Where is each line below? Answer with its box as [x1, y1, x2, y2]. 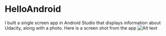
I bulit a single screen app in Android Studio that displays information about [5, 20, 161, 26]
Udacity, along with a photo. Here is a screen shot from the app [5, 25, 137, 31]
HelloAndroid [5, 3, 62, 15]
